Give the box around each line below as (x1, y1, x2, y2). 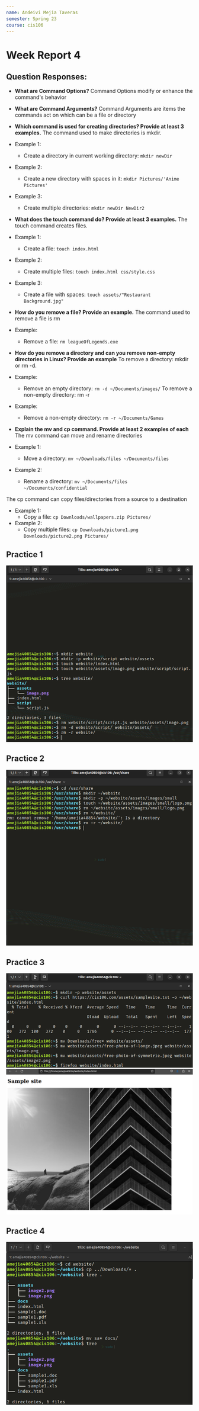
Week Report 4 (6, 48, 81, 62)
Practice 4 (6, 1226, 45, 1236)
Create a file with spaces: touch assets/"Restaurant (23, 291, 151, 298)
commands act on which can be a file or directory (14, 111, 136, 118)
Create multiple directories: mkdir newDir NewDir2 (23, 204, 145, 211)
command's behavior (14, 94, 67, 101)
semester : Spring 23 (6, 15, 57, 22)
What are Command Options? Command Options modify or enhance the (14, 88, 193, 95)
